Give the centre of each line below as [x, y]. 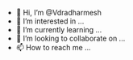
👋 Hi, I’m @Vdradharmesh [59, 13]
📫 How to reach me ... [53, 47]
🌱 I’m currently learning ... [59, 30]
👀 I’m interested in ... [50, 21]
